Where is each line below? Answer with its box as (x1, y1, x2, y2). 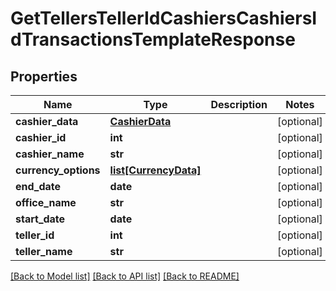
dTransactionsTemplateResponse (10, 28, 296, 51)
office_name (15, 196, 77, 209)
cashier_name (15, 147, 85, 161)
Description (210, 98, 268, 111)
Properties (10, 68, 78, 85)
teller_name (15, 245, 73, 258)
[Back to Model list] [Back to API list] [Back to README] (10, 270, 240, 282)
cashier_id (15, 131, 67, 144)
